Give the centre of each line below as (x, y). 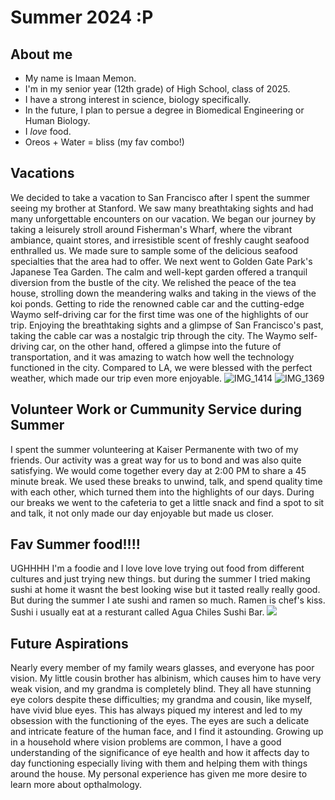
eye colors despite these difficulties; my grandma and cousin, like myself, (161, 700)
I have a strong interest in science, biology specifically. (138, 99)
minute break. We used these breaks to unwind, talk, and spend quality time (166, 481)
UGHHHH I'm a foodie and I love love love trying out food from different (157, 568)
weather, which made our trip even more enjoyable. (116, 378)
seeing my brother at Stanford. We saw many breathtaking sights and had (162, 208)
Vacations (42, 173)
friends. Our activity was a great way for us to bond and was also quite (156, 460)
